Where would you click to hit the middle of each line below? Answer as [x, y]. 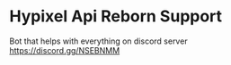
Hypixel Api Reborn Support [116, 16]
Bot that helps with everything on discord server [98, 41]
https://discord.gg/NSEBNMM [65, 50]
